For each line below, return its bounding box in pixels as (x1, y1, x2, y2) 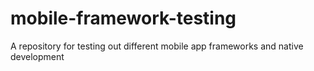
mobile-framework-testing (10, 7, 237, 30)
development (10, 50, 65, 62)
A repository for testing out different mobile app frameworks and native (10, 40, 304, 52)
